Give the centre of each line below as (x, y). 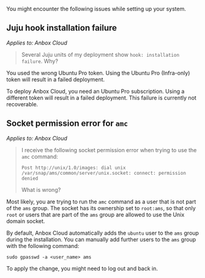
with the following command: (43, 246)
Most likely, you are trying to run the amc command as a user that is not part (101, 202)
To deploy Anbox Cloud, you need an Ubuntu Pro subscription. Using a (95, 91)
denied (30, 178)
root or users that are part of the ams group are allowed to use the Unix (95, 214)
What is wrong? (41, 189)
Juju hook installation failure (62, 28)
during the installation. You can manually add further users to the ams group (101, 239)
